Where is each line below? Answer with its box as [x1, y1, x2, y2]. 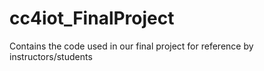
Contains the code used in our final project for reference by [9, 40, 254, 52]
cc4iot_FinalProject [9, 7, 175, 30]
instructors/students [9, 50, 93, 62]
